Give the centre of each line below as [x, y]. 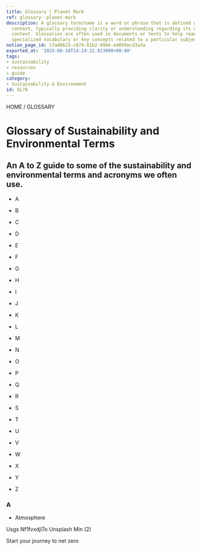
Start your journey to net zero [42, 541]
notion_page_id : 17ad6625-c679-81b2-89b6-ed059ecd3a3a [76, 46]
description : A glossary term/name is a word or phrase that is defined [99, 23]
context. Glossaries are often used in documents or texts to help [98, 34]
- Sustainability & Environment [46, 84]
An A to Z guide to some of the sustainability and [99, 166]
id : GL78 [17, 90]
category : [19, 78]
